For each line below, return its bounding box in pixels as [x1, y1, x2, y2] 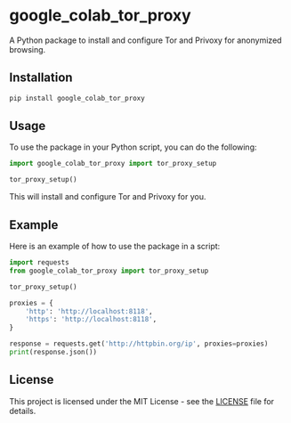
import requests [9, 258, 69, 267]
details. [9, 405, 36, 416]
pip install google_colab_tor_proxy [9, 94, 145, 102]
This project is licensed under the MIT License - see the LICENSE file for [9, 395, 274, 406]
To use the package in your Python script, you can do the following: [9, 142, 257, 152]
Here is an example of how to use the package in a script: [9, 241, 221, 251]
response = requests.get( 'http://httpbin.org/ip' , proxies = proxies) [9, 339, 269, 348]
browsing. [9, 44, 46, 54]
